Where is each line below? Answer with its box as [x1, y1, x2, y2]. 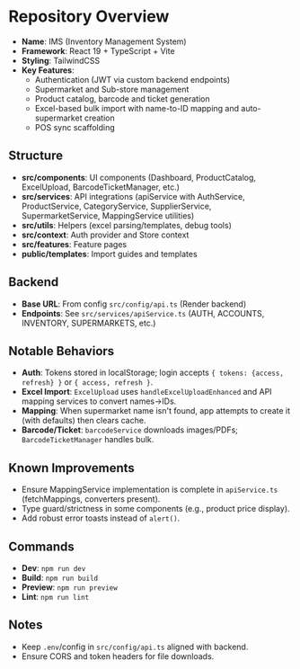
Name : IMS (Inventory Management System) [21, 36, 187, 47]
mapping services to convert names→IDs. [21, 396, 177, 406]
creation [84, 112, 115, 123]
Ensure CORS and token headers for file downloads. [21, 650, 215, 662]
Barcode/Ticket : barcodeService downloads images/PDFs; [21, 424, 239, 435]
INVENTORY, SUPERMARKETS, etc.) [21, 317, 156, 328]
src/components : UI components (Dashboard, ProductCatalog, [21, 172, 257, 183]
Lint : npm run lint [21, 592, 90, 602]
